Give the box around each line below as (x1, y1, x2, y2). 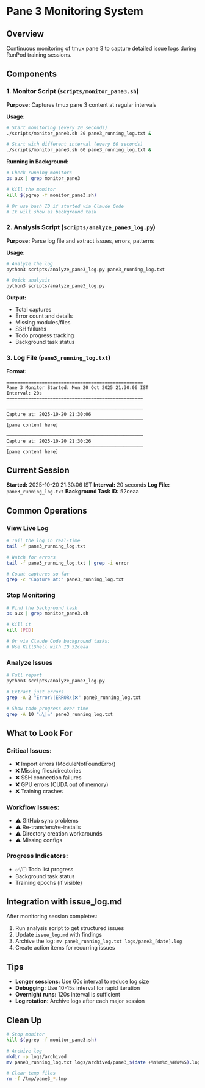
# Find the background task (6, 605, 78, 611)
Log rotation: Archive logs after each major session (15, 997, 145, 1004)
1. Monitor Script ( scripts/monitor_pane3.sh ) (6, 87, 139, 96)
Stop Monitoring (6, 591, 56, 599)
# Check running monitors (6, 170, 72, 176)
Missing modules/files (15, 319, 71, 326)
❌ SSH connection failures (15, 774, 82, 781)
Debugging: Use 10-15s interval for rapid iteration (15, 984, 140, 992)
